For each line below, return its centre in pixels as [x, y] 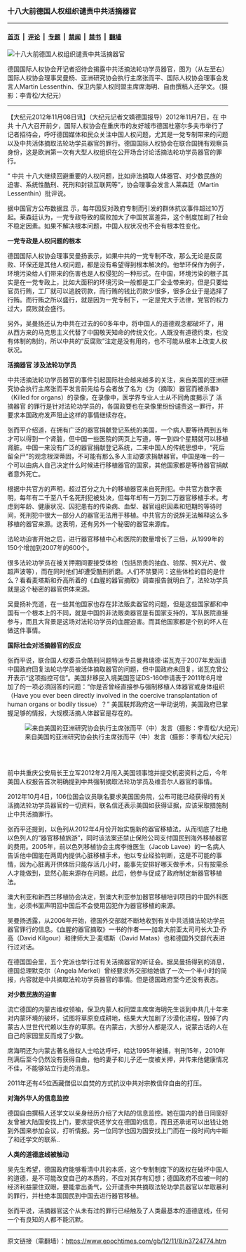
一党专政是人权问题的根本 [44, 241]
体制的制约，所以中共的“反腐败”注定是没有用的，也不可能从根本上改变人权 [120, 341]
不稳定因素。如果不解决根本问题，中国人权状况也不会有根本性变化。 [105, 226]
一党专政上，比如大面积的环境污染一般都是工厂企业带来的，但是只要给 [127, 282]
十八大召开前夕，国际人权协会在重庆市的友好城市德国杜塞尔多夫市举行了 [119, 125]
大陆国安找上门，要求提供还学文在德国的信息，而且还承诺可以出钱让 [124, 1122]
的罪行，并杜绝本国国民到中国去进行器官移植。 [75, 1195]
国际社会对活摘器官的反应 [44, 645]
